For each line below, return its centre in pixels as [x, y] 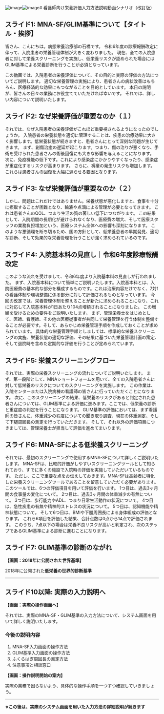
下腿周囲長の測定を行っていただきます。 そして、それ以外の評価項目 [78, 422]
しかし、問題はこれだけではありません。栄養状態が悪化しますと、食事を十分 [82, 201]
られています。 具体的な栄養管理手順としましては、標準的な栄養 [70, 331]
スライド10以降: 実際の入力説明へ [55, 592]
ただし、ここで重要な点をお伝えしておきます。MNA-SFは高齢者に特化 [85, 476]
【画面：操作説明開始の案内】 [35, 675]
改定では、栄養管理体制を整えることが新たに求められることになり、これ [86, 301]
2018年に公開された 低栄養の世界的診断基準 [48, 571]
